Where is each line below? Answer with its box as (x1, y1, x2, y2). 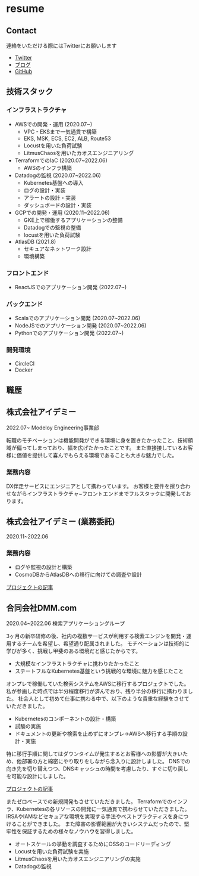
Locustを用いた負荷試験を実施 (14, 848, 89, 855)
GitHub (14, 68, 33, 75)
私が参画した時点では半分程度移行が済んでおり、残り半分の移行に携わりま (6, 688, 188, 695)
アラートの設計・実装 (23, 194, 76, 201)
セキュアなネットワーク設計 (23, 245, 92, 252)
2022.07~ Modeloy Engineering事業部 (6, 424, 99, 431)
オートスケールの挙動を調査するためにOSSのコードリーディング (14, 840, 171, 847)
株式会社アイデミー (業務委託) (6, 516, 115, 527)
